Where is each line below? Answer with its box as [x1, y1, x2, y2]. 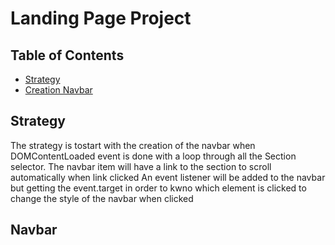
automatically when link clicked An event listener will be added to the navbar [10, 171, 326, 183]
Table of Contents [10, 47, 125, 64]
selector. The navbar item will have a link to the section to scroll [10, 160, 272, 172]
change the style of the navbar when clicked [10, 192, 194, 204]
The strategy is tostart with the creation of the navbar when [10, 139, 256, 151]
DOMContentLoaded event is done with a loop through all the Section [10, 150, 297, 162]
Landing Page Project [10, 7, 192, 30]
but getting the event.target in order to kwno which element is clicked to [10, 182, 307, 194]
